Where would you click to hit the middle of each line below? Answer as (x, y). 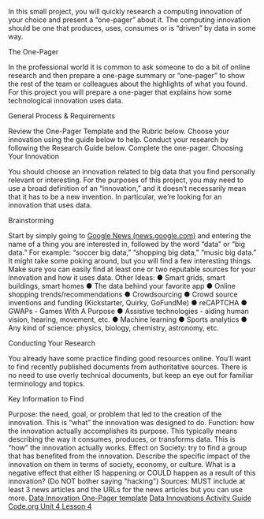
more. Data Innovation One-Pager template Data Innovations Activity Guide (130, 498)
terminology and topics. (46, 383)
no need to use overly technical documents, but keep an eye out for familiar (131, 375)
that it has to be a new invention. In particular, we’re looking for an (115, 197)
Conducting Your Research (52, 343)
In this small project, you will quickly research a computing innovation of (125, 11)
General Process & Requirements (62, 116)
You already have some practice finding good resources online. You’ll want (130, 358)
